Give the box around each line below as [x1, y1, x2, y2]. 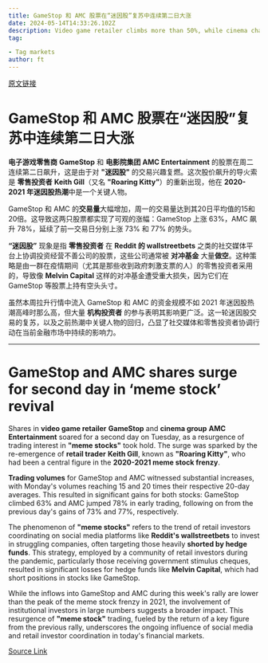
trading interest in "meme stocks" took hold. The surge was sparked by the [8, 440, 258, 450]
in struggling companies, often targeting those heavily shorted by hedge [8, 539, 247, 548]
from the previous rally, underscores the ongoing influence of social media [8, 622, 254, 632]
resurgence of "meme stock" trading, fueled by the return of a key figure [8, 614, 250, 623]
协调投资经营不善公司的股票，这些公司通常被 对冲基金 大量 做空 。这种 [22, 250, 250, 260]
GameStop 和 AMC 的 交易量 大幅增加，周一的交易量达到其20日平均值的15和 [8, 204, 255, 214]
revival [8, 398, 54, 415]
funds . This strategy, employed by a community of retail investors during [8, 547, 248, 557]
